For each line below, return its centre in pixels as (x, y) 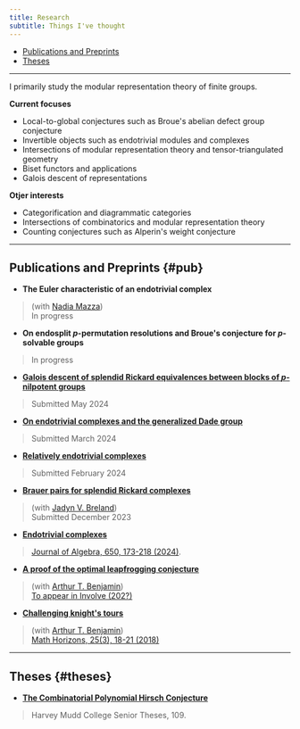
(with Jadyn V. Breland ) (74, 508)
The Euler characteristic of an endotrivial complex (117, 289)
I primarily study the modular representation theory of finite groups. (133, 87)
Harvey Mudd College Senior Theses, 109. (108, 716)
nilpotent (39, 387)
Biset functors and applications (79, 168)
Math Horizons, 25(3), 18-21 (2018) (95, 640)
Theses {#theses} (61, 676)
